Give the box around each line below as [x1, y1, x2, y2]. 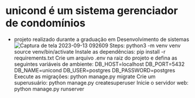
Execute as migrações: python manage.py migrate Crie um [13, 73, 156, 80]
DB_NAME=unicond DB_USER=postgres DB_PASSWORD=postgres [13, 66, 176, 73]
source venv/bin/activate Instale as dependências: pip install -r [13, 48, 166, 55]
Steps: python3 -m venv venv [110, 42, 181, 49]
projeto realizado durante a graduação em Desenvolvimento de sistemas [13, 36, 190, 43]
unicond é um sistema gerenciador [5, 4, 178, 17]
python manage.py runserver [13, 85, 84, 92]
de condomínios [5, 16, 85, 30]
